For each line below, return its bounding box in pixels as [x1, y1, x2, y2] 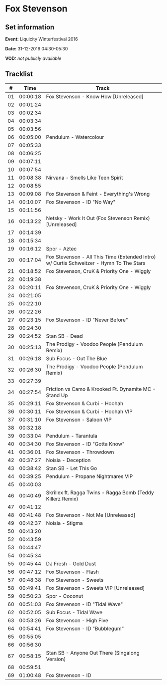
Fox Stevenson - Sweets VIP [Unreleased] [46, 584, 145, 591]
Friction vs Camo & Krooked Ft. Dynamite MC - [46, 385, 156, 392]
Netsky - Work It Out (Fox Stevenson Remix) [46, 215, 150, 222]
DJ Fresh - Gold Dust [46, 560, 96, 567]
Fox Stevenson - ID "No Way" [46, 198, 116, 205]
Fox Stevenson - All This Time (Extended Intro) [46, 253, 156, 260]
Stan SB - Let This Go [46, 464, 97, 471]
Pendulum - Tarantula [46, 432, 98, 439]
